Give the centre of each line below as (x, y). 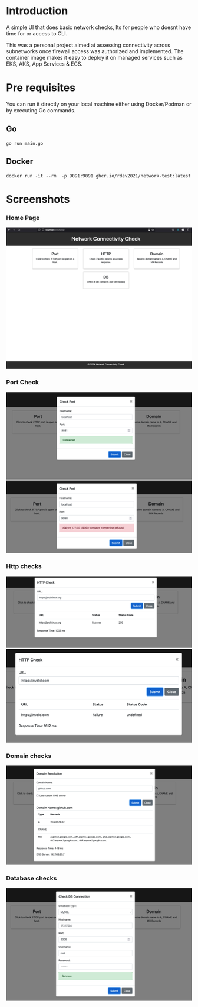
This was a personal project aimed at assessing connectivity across (88, 45)
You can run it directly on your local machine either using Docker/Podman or (99, 104)
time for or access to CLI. (37, 33)
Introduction (37, 11)
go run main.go (25, 143)
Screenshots (38, 199)
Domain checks (29, 756)
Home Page (23, 218)
